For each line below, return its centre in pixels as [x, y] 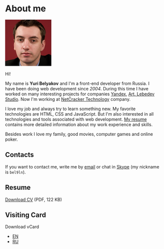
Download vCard [22, 227]
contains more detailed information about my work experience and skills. [79, 124]
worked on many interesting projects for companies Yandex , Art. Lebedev [80, 94]
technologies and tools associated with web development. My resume [76, 119]
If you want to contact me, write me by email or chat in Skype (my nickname [82, 166]
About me [26, 9]
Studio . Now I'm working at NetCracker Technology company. [68, 99]
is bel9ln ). [16, 172]
